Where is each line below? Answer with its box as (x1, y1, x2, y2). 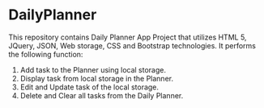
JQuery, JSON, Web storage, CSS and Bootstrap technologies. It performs (8, 40, 257, 50)
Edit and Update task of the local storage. (19, 82, 160, 92)
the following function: (8, 49, 83, 59)
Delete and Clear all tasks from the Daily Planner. (19, 90, 184, 100)
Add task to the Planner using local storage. (19, 64, 167, 74)
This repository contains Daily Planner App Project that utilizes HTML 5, (8, 32, 247, 42)
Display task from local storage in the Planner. (19, 73, 174, 83)
